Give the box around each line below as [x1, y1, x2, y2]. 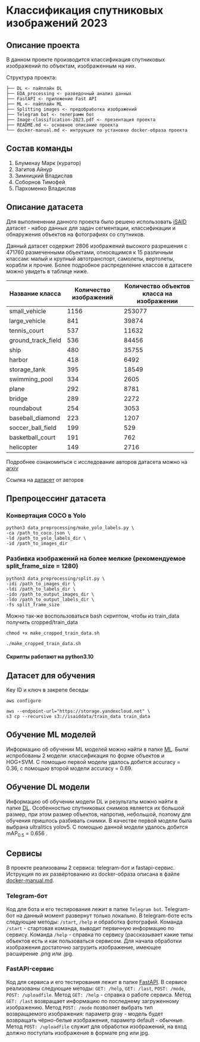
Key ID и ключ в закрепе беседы [6, 686, 89, 693]
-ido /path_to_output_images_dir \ [6, 591, 95, 597]
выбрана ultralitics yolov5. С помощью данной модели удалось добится [6, 823, 189, 830]
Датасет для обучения [6, 670, 95, 680]
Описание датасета [6, 202, 83, 212]
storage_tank [9, 365, 46, 374]
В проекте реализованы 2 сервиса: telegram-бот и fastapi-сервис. [6, 864, 175, 872]
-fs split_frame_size [6, 601, 60, 607]
